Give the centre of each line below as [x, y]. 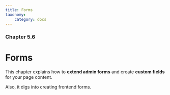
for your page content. [29, 77]
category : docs [31, 19]
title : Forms [19, 10]
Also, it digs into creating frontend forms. [48, 87]
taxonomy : [16, 15]
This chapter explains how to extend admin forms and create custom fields [85, 72]
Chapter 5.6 [20, 37]
